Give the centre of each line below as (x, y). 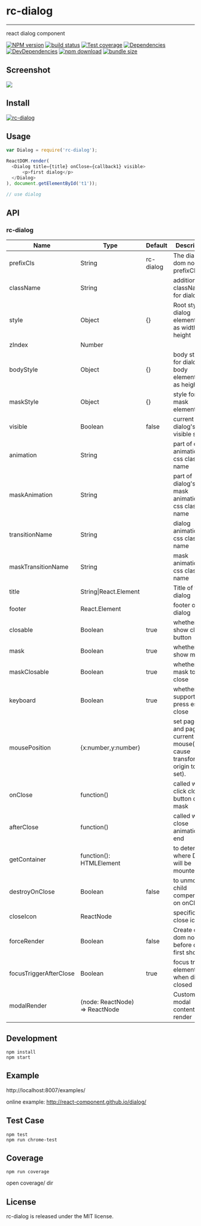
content (184, 1009)
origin (181, 766)
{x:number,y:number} (110, 748)
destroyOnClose (32, 892)
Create (183, 930)
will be (182, 864)
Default (156, 245)
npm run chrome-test (32, 1140)
